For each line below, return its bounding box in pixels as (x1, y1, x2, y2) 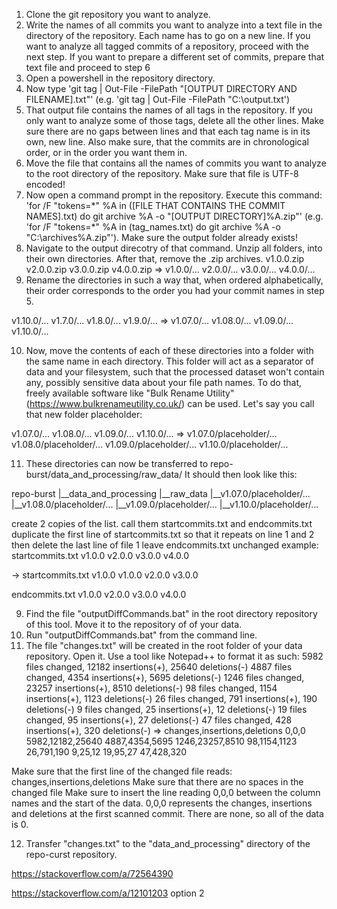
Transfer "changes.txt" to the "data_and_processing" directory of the (25, 838, 311, 849)
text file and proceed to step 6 (25, 62, 151, 73)
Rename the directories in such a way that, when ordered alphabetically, (25, 274, 324, 286)
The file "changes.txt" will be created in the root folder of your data (25, 640, 303, 651)
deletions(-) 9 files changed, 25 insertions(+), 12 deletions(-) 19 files (25, 704, 308, 715)
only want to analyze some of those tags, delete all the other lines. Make (25, 115, 325, 126)
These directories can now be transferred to (25, 458, 209, 469)
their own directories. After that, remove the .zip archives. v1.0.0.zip (25, 253, 305, 264)
